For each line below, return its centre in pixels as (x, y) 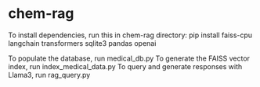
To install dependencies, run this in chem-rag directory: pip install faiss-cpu (130, 35)
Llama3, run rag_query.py (49, 75)
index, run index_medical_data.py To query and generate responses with (125, 66)
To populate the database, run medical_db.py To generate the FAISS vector (129, 58)
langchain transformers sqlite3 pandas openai (82, 43)
